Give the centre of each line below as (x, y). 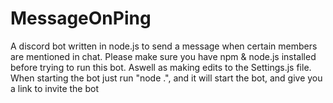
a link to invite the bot (55, 88)
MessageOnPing (81, 18)
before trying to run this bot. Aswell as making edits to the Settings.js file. (161, 67)
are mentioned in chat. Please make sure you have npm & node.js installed (163, 56)
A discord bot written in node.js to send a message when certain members (164, 46)
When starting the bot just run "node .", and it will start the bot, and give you (166, 78)
